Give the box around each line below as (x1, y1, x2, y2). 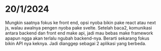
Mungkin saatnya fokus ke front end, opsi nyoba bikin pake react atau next (5, 20, 156, 25)
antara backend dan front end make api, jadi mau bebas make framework (5, 30, 153, 36)
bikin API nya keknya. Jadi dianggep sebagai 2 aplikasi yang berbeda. (5, 40, 146, 46)
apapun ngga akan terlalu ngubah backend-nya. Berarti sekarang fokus (5, 35, 150, 41)
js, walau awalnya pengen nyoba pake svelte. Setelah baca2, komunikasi (5, 25, 152, 30)
